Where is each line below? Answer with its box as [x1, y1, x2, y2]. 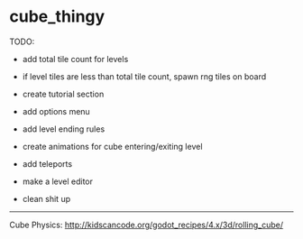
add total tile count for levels [22, 53, 129, 64]
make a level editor [22, 176, 93, 187]
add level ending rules [22, 124, 106, 134]
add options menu [22, 106, 90, 116]
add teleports [22, 158, 73, 169]
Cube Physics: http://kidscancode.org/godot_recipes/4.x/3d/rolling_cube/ [9, 219, 284, 230]
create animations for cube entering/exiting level [22, 141, 203, 152]
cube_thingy [9, 6, 106, 27]
